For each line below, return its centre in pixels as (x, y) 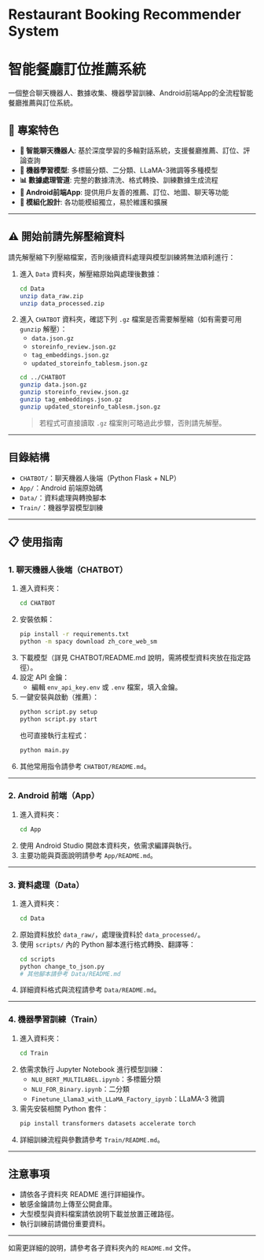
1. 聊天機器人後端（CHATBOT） (68, 570)
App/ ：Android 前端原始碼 (61, 488)
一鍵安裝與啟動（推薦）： (59, 697)
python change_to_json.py (62, 966)
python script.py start (59, 719)
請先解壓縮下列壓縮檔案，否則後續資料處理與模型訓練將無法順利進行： (122, 257)
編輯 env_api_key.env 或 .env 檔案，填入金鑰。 (106, 687)
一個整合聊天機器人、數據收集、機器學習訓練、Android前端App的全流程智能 (131, 93)
